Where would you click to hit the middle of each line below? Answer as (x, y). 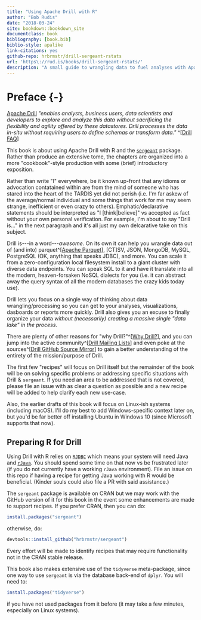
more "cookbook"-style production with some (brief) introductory (87, 163)
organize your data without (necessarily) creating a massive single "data (96, 319)
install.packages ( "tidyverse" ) (46, 592)
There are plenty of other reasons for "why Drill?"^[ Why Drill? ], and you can (100, 337)
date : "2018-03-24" (31, 23)
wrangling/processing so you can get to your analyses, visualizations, (92, 306)
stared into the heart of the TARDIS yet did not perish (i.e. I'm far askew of (98, 194)
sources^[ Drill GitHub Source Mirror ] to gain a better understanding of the (98, 349)
